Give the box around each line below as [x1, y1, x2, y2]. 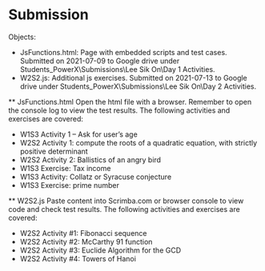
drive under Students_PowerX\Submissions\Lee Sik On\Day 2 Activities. [19, 82, 257, 91]
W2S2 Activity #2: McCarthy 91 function [19, 237, 153, 246]
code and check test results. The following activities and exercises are [8, 204, 240, 213]
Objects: [8, 32, 36, 42]
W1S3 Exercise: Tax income [19, 163, 111, 173]
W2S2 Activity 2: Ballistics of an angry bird [19, 154, 162, 165]
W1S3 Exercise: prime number [19, 180, 120, 189]
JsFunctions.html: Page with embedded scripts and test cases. [19, 47, 227, 57]
